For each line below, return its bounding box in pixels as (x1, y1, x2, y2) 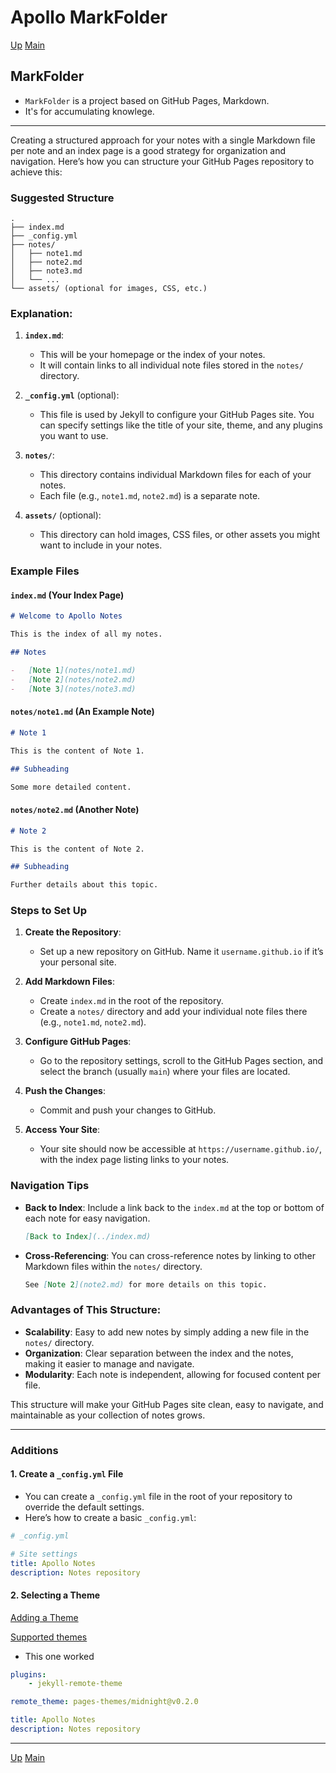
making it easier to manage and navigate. (24, 1357, 195, 1370)
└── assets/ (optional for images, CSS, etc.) (10, 284, 208, 294)
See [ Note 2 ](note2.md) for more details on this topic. (24, 1279, 268, 1290)
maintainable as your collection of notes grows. (10, 1409, 206, 1421)
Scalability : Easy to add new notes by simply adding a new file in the (24, 1326, 310, 1338)
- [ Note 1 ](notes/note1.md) (10, 666, 137, 676)
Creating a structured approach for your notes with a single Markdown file (10, 134, 316, 146)
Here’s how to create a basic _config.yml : (24, 1511, 197, 1523)
